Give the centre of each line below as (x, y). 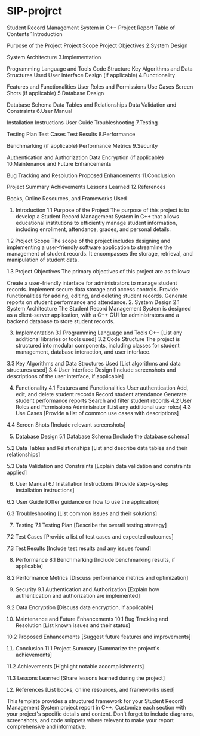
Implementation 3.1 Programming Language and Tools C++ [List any (99, 333)
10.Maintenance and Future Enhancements (59, 163)
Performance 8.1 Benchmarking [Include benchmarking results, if (95, 559)
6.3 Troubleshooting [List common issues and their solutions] (82, 513)
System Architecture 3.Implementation (54, 57)
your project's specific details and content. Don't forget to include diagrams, (101, 714)
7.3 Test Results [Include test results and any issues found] (79, 548)
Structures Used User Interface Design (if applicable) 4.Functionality (91, 75)
